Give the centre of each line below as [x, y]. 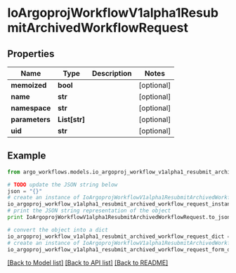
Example [27, 156]
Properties [31, 54]
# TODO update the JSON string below [63, 185]
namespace [31, 108]
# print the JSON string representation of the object [89, 211]
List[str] [71, 119]
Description [112, 73]
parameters [31, 119]
